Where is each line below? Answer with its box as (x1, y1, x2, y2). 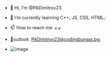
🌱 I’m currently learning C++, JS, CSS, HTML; (10, 15, 105, 20)
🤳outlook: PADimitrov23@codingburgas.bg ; (10, 36, 101, 42)
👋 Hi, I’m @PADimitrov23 (10, 5, 62, 11)
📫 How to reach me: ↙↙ (10, 25, 62, 30)
